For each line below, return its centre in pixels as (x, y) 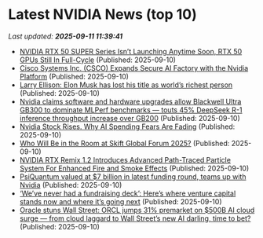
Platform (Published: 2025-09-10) (74, 76)
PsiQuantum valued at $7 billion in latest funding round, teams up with (133, 176)
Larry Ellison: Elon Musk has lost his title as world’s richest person (126, 85)
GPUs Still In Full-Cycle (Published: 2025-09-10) (98, 60)
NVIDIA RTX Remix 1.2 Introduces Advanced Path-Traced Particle (125, 159)
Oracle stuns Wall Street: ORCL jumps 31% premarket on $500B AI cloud (137, 210)
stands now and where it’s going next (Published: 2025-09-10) (121, 201)
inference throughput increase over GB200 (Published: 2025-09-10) (130, 118)
